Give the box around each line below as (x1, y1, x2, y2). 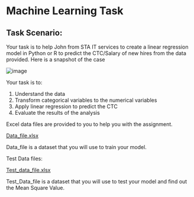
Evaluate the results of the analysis (14, 109, 101, 116)
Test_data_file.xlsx (6, 167, 51, 173)
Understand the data (14, 91, 66, 97)
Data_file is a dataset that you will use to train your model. (6, 144, 147, 150)
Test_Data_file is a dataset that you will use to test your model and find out (6, 178, 187, 185)
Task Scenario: (6, 28, 63, 38)
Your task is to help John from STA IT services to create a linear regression (6, 43, 189, 50)
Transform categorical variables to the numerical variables (14, 96, 157, 104)
